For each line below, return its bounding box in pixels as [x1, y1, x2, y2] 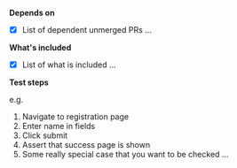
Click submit [21, 130, 68, 141]
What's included [9, 42, 72, 53]
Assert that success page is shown [21, 140, 151, 150]
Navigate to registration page [21, 111, 130, 122]
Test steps [9, 77, 49, 88]
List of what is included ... [21, 59, 117, 70]
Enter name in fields [21, 121, 96, 132]
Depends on [9, 8, 55, 18]
